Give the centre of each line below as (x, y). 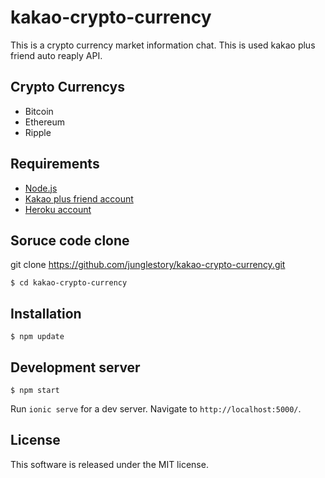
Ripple (38, 132)
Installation (46, 313)
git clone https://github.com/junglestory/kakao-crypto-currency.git (148, 265)
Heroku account (58, 209)
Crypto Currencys (67, 87)
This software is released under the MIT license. (109, 464)
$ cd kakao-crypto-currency (69, 283)
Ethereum (44, 122)
